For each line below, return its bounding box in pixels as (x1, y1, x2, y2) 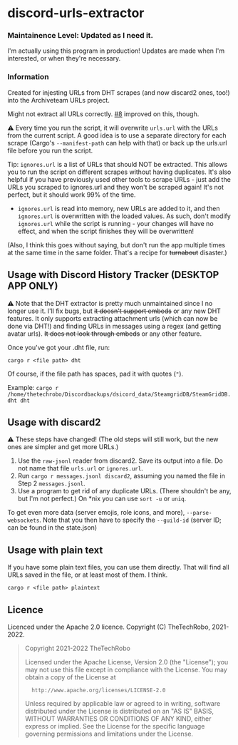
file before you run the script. (7, 146, 93, 155)
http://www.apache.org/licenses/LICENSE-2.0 (31, 687, 166, 694)
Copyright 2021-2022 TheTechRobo (24, 644, 130, 653)
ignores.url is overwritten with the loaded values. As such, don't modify (17, 212, 232, 220)
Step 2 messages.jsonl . (17, 479, 86, 488)
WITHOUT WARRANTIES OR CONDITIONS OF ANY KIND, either (24, 714, 212, 723)
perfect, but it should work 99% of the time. (7, 190, 136, 199)
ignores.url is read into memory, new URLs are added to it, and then (17, 204, 220, 212)
